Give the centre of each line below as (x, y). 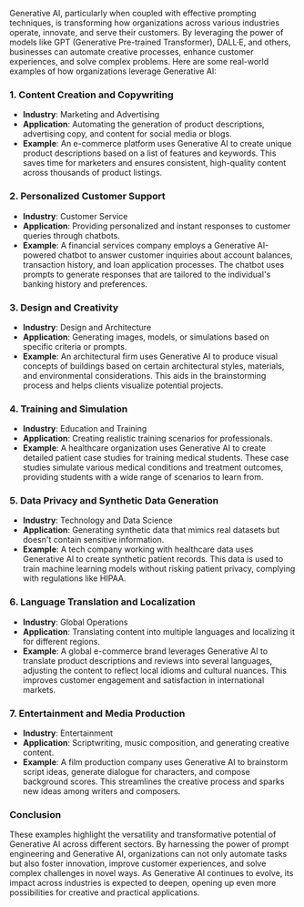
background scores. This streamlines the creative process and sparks (153, 781)
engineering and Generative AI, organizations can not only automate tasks (148, 854)
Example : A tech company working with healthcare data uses (138, 549)
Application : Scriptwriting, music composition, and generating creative (156, 743)
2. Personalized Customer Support (87, 197)
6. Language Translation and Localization (102, 602)
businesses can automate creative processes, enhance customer (132, 52)
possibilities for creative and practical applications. (105, 892)
